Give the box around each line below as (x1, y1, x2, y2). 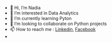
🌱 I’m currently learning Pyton (10, 15, 72, 21)
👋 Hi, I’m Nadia (10, 5, 41, 10)
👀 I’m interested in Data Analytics (10, 10, 79, 16)
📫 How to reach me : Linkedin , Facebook (10, 26, 96, 32)
